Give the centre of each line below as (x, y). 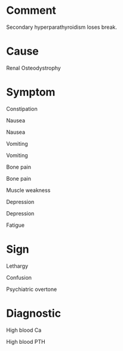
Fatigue (16, 225)
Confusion (19, 277)
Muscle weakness (28, 190)
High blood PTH (26, 341)
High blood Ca (24, 330)
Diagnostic (34, 313)
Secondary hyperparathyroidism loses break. (62, 27)
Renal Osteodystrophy (33, 68)
